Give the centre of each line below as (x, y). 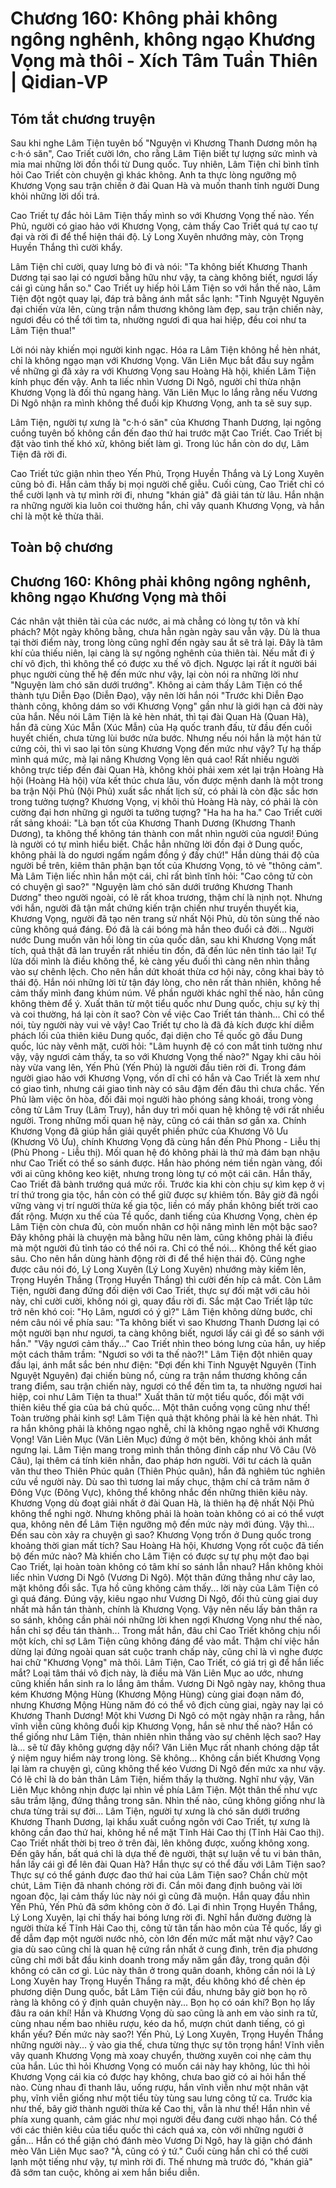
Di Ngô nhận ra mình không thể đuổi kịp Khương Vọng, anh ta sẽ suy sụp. (161, 403)
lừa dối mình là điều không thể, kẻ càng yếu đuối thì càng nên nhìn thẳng (160, 961)
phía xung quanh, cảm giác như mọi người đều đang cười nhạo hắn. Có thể (164, 2119)
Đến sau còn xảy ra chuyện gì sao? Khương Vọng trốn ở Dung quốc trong (161, 1535)
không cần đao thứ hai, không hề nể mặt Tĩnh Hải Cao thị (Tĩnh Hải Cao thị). (167, 1833)
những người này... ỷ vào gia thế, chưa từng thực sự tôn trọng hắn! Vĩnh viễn (167, 2045)
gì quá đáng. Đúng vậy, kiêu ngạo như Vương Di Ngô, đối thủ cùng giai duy (164, 1599)
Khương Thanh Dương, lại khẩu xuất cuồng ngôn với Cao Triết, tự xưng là (160, 1822)
